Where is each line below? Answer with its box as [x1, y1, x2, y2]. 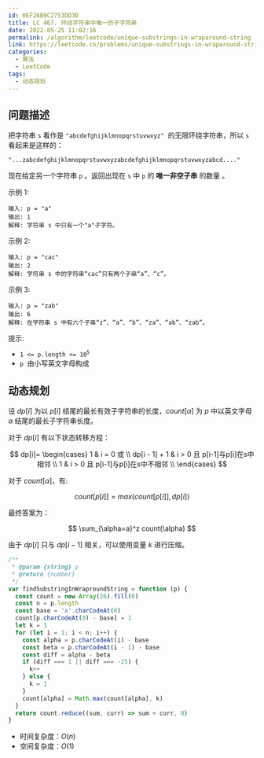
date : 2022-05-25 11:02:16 [8, 26, 97, 34]
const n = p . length [15, 599, 79, 608]
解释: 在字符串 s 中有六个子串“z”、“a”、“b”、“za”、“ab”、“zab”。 [8, 319, 209, 327]
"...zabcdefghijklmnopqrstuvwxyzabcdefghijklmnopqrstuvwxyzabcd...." [8, 156, 241, 164]
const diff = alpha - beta [22, 650, 111, 659]
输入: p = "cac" [8, 253, 59, 262]
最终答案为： [8, 508, 49, 517]
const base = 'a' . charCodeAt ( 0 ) [15, 607, 122, 615]
